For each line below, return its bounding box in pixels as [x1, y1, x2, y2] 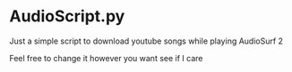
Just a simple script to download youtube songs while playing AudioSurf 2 [9, 36, 284, 46]
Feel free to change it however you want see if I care [9, 52, 203, 63]
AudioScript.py [9, 6, 125, 27]
